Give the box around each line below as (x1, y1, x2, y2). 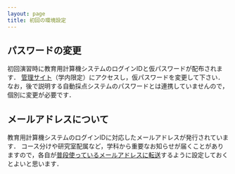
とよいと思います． (7, 159, 63, 168)
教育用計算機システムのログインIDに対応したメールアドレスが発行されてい (7, 133, 223, 142)
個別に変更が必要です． (7, 91, 75, 99)
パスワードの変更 (7, 44, 82, 56)
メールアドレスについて (7, 113, 109, 125)
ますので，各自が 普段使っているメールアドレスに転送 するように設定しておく (7, 151, 229, 159)
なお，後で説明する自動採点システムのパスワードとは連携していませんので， (7, 82, 229, 91)
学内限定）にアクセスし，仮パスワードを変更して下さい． (58, 73, 224, 81)
